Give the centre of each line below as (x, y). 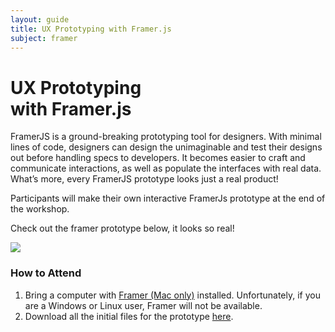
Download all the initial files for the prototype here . (129, 316)
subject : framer (44, 38)
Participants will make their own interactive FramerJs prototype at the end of (168, 198)
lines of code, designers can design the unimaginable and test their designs (166, 147)
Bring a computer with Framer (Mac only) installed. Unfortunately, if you (172, 295)
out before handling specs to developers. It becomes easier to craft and (158, 158)
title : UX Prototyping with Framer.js (91, 29)
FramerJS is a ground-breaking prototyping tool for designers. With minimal (166, 137)
